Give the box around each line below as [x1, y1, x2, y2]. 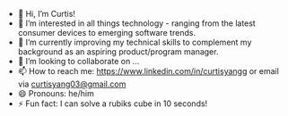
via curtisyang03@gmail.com [17, 79, 127, 89]
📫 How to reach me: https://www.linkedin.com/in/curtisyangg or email [17, 66, 280, 76]
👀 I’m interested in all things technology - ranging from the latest [17, 18, 256, 29]
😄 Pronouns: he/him [17, 88, 94, 98]
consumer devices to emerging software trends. [17, 28, 196, 37]
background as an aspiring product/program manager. [17, 46, 219, 57]
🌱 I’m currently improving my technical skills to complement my [17, 37, 252, 47]
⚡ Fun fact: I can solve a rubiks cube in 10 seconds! [17, 98, 208, 109]
